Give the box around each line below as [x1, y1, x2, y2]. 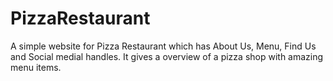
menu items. [10, 61, 62, 73]
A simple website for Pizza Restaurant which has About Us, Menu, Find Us [10, 40, 317, 52]
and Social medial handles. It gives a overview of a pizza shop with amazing [10, 50, 324, 62]
